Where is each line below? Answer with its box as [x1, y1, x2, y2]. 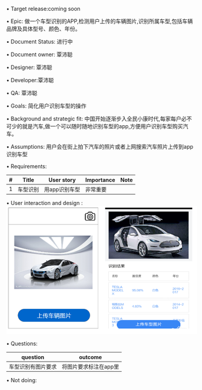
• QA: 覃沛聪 [6, 89, 37, 96]
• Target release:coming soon [6, 5, 80, 12]
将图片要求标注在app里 [62, 363, 120, 370]
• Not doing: [6, 377, 37, 384]
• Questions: [6, 340, 38, 347]
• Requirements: [6, 163, 47, 170]
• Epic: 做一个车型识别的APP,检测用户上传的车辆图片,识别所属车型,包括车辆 [6, 18, 194, 25]
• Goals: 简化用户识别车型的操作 [6, 102, 86, 109]
